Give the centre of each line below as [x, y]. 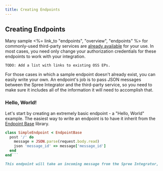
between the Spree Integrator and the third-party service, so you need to [79, 85]
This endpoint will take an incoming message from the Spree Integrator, [82, 164]
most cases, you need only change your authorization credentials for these [81, 51]
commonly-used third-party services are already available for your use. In [80, 46]
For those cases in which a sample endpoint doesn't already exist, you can [80, 75]
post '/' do [22, 137]
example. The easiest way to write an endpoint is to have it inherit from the [80, 118]
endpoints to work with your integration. [45, 57]
